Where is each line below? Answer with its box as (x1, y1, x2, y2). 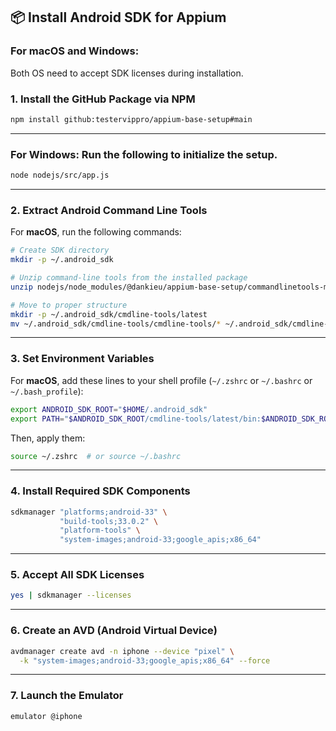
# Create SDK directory (10, 245, 110, 256)
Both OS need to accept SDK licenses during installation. (10, 67, 244, 79)
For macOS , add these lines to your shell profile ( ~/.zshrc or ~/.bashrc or (10, 374, 313, 386)
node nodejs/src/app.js (10, 170, 110, 181)
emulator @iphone (10, 711, 83, 721)
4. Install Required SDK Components (10, 484, 191, 498)
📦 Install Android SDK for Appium (10, 9, 227, 26)
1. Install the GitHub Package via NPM (10, 92, 196, 106)
